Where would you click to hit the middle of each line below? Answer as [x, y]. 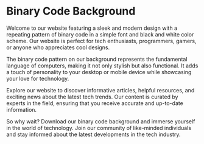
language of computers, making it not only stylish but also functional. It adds [102, 66]
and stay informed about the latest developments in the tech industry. [93, 134]
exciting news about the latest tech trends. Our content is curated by [92, 97]
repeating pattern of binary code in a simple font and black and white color [100, 34]
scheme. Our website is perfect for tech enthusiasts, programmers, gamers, [101, 41]
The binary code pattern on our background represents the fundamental [97, 59]
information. [22, 109]
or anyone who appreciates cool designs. [58, 47]
